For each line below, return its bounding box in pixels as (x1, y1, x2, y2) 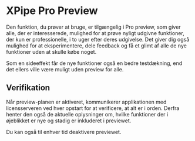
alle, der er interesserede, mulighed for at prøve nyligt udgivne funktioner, (6, 29, 185, 36)
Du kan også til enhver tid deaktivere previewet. (6, 128, 122, 135)
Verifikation (6, 83, 51, 93)
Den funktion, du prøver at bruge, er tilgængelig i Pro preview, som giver (6, 23, 181, 30)
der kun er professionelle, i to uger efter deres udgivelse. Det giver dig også (6, 36, 190, 43)
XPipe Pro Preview (6, 4, 98, 18)
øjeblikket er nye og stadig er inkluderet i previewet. (6, 117, 132, 124)
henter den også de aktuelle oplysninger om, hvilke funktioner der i (6, 111, 169, 118)
